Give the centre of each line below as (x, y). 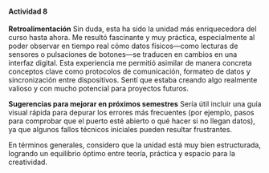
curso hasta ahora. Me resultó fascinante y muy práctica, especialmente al (132, 38)
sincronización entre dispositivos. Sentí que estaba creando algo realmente (133, 80)
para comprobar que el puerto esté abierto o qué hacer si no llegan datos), (132, 121)
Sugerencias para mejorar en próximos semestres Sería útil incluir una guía (135, 104)
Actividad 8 (28, 11)
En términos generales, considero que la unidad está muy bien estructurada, (134, 145)
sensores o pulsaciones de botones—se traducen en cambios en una (123, 54)
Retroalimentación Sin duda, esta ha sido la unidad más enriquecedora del (132, 29)
